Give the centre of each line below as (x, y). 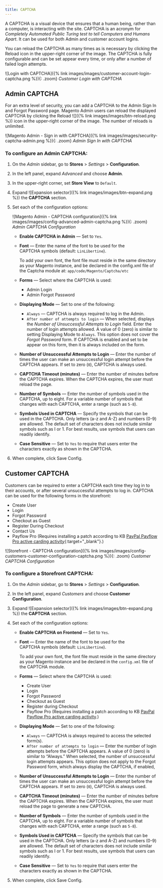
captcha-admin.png (25, 141)
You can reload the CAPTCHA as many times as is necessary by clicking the (81, 48)
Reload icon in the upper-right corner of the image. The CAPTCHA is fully (79, 54)
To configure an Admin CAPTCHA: (46, 153)
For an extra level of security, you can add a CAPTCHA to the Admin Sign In (81, 106)
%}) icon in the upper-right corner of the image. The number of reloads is (79, 121)
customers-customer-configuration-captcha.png (54, 556)
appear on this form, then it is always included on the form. (86, 344)
